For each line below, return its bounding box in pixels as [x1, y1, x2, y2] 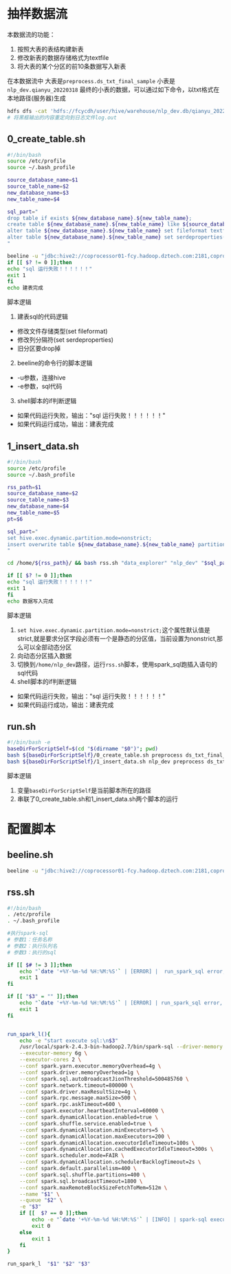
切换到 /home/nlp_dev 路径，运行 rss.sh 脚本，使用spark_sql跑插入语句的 [16, 660, 218, 668]
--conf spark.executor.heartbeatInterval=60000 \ [19, 1108, 165, 1114]
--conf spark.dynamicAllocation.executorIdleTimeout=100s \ [19, 1139, 195, 1146]
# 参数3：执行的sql [7, 949, 57, 956]
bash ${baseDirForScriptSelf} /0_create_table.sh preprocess [7, 752, 184, 759]
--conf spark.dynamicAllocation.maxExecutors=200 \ [19, 1133, 170, 1140]
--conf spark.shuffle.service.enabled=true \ [19, 1120, 153, 1127]
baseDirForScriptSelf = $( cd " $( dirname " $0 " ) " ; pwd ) [7, 746, 158, 753]
